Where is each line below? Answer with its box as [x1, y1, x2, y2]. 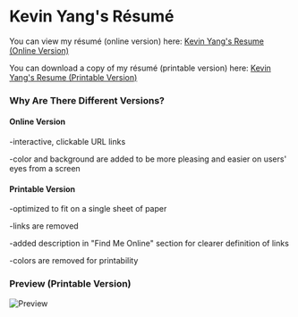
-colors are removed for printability [9, 255, 139, 266]
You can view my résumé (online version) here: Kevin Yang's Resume [9, 36, 264, 46]
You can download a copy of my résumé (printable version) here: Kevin [9, 63, 271, 73]
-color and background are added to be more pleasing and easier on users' [9, 154, 287, 164]
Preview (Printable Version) [9, 278, 132, 290]
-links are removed [9, 221, 79, 231]
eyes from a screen [9, 163, 81, 174]
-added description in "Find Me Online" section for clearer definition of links [9, 238, 289, 249]
